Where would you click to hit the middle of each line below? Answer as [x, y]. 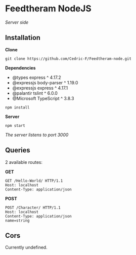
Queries [18, 150]
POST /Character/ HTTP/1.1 [33, 208]
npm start [15, 126]
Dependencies [21, 68]
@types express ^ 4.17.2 [37, 77]
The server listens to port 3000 [37, 135]
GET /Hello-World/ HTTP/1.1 [34, 181]
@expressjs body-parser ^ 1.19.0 [45, 82]
